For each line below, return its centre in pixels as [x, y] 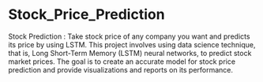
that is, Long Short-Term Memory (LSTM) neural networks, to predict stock [130, 53]
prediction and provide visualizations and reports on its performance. [121, 69]
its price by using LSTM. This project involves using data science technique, [132, 44]
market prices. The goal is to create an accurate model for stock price [122, 61]
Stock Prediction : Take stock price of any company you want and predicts [129, 36]
